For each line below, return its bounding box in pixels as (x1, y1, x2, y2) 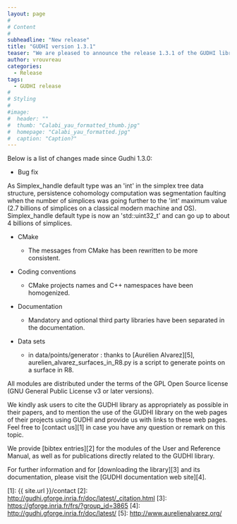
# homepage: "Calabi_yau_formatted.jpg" (7, 128, 131, 135)
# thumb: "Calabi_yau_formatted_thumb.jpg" (7, 121, 140, 129)
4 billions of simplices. (7, 219, 73, 228)
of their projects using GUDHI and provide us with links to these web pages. (7, 415, 228, 424)
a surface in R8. (28, 366, 74, 374)
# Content (7, 23, 37, 30)
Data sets (17, 337, 46, 346)
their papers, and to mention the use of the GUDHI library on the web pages (7, 408, 228, 417)
